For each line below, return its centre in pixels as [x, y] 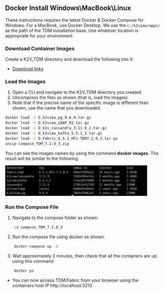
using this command [33, 261]
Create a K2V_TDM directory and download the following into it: [69, 59]
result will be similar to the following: [42, 158]
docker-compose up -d [36, 247]
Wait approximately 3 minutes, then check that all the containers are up [84, 256]
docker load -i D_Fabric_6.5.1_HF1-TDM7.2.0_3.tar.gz [62, 138]
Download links [28, 69]
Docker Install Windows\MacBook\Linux [68, 8]
